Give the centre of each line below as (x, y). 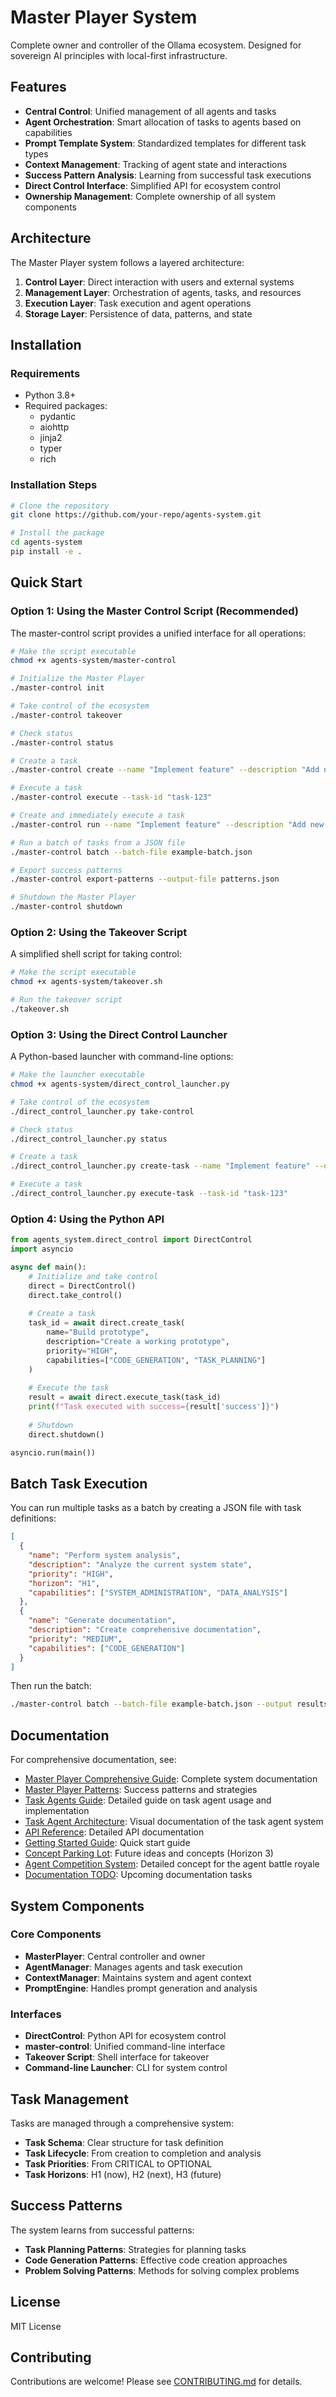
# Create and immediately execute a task (98, 816)
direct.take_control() (75, 1295)
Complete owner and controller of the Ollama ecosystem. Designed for (156, 45)
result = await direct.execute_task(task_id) (125, 1397)
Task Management (69, 2099)
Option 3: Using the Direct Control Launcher (119, 1034)
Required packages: (66, 406)
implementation (57, 1811)
